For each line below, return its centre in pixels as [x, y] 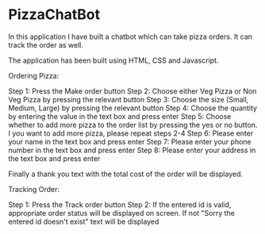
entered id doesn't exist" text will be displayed [84, 221]
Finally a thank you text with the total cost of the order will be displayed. [126, 174]
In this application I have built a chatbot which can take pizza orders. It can [130, 36]
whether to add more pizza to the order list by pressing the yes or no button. [133, 125]
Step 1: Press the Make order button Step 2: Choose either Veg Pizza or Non [132, 91]
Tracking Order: [34, 189]
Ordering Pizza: [34, 75]
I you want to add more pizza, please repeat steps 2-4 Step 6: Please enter [131, 133]
